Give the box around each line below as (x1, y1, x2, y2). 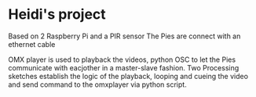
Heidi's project (8, 5, 106, 23)
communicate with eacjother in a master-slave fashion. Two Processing (8, 63, 240, 72)
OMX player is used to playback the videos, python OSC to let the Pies (8, 55, 236, 64)
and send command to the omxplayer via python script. (8, 80, 187, 89)
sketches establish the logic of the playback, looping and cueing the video (8, 71, 249, 81)
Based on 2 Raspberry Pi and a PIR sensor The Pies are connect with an (8, 31, 241, 41)
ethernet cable (8, 39, 56, 48)
